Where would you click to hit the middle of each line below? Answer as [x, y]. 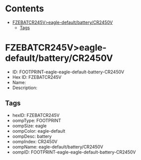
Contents [25, 9]
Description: [25, 88]
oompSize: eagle [29, 126]
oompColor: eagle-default [39, 131]
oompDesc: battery [32, 136]
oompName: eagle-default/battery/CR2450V [58, 147]
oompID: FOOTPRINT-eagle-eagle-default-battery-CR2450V [74, 152]
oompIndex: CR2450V [35, 141]
